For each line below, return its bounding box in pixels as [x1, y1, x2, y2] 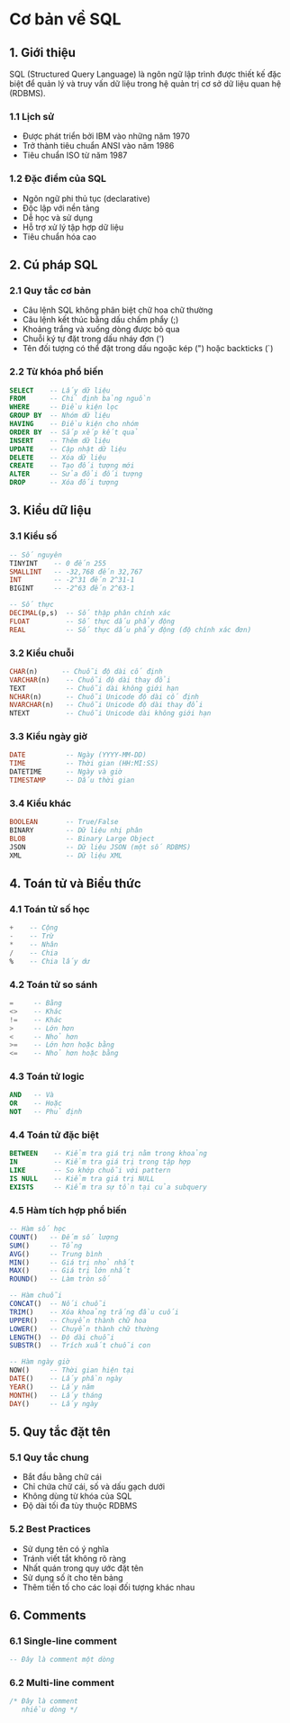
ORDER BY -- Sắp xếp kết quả [9, 428, 140, 437]
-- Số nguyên [9, 550, 63, 559]
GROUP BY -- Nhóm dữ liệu [9, 411, 111, 421]
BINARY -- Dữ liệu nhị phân [9, 826, 143, 835]
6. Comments [9, 1608, 86, 1623]
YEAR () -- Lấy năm [9, 1383, 95, 1392]
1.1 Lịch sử [9, 110, 55, 122]
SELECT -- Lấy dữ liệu [9, 385, 111, 395]
